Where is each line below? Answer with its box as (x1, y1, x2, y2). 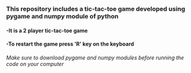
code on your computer (6, 60, 64, 67)
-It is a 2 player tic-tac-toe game (6, 27, 88, 34)
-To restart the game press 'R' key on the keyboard (6, 40, 134, 47)
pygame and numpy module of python (6, 12, 119, 20)
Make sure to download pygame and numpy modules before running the (6, 54, 184, 61)
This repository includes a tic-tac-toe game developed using (6, 5, 186, 13)
